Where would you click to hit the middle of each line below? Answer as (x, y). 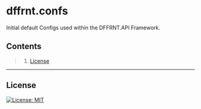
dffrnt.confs (37, 11)
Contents (24, 46)
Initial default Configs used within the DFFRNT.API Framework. (83, 28)
